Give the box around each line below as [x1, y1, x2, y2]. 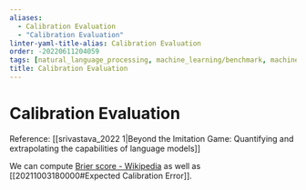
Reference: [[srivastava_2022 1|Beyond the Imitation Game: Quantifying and [9, 133, 294, 144]
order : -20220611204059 [9, 47, 100, 56]
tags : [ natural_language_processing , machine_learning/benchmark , [9, 55, 267, 65]
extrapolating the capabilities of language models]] [9, 143, 201, 154]
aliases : [9, 13, 43, 23]
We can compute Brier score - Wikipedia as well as [9, 160, 201, 171]
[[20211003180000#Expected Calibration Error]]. [9, 170, 193, 181]
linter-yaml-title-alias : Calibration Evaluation [9, 38, 202, 48]
